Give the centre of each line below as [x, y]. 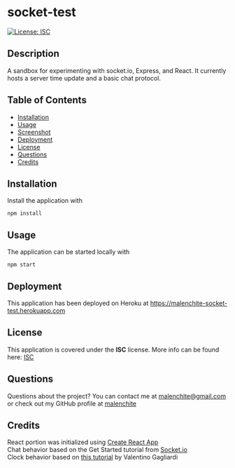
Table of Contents [47, 100]
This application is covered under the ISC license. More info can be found [113, 349]
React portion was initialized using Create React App [83, 442]
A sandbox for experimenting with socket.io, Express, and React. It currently [117, 70]
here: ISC [21, 357]
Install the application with [45, 201]
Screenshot [34, 132]
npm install [24, 214]
